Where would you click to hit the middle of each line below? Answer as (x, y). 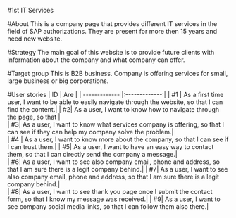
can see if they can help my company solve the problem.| (91, 132)
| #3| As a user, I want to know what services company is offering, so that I (116, 124)
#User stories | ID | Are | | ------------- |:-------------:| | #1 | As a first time (116, 95)
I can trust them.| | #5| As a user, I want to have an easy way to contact (111, 147)
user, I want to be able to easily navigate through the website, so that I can (115, 102)
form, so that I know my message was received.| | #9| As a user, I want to (114, 199)
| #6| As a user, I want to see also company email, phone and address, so (114, 162)
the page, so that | (34, 117)
